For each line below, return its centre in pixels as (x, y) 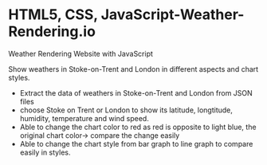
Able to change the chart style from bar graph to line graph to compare (136, 143)
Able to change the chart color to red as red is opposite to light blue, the (138, 127)
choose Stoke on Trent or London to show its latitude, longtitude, (126, 110)
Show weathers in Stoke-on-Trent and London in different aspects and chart (133, 69)
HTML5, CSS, (53, 15)
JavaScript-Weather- (173, 15)
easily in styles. (45, 152)
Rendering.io (52, 31)
